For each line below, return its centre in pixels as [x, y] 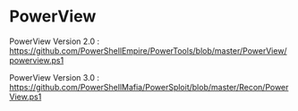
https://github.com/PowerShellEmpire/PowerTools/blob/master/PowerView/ [149, 50]
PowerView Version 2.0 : [55, 41]
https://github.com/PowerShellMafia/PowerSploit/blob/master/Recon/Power [149, 87]
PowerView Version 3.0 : [55, 77]
